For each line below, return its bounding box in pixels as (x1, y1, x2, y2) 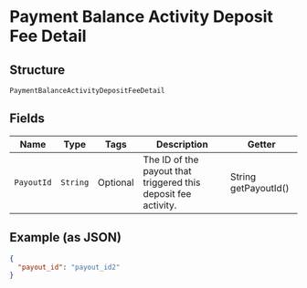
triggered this (143, 176, 201, 189)
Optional (97, 176, 134, 189)
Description (155, 138, 208, 150)
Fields (9, 111, 46, 127)
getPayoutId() (229, 181, 290, 194)
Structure (9, 62, 66, 77)
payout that (143, 164, 192, 177)
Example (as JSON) (9, 230, 122, 245)
